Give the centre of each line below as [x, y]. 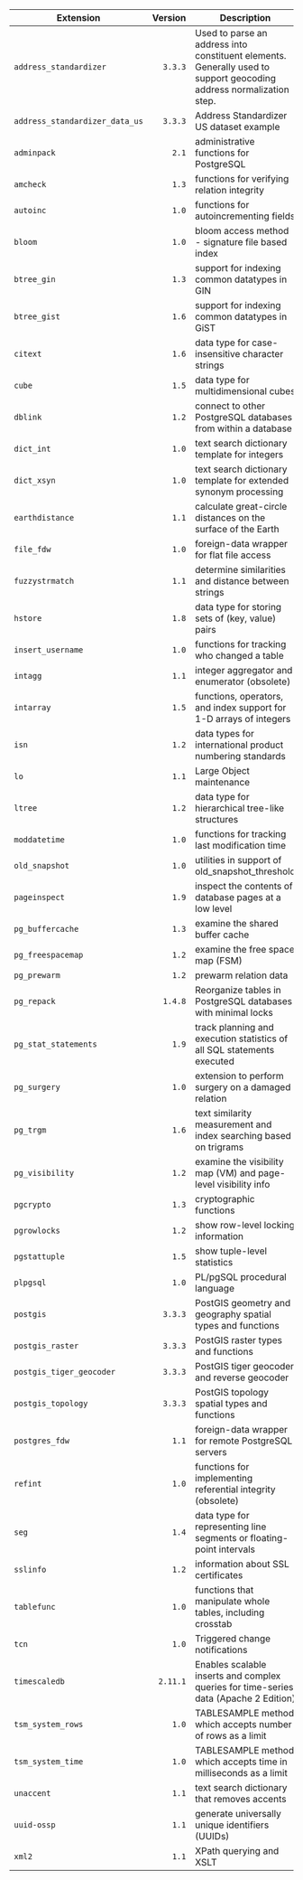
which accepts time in [241, 1762]
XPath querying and [237, 1851]
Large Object [223, 771]
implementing [224, 1478]
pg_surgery [37, 1087]
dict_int [32, 449]
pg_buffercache [46, 929]
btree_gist [37, 317]
